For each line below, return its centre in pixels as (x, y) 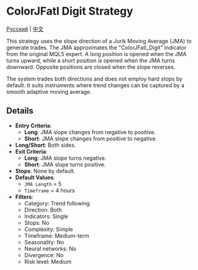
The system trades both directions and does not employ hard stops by (94, 79)
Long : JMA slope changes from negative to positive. (90, 132)
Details (20, 111)
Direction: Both (43, 210)
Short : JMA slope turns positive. (65, 164)
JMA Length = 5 (43, 183)
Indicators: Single (46, 216)
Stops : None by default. (45, 171)
